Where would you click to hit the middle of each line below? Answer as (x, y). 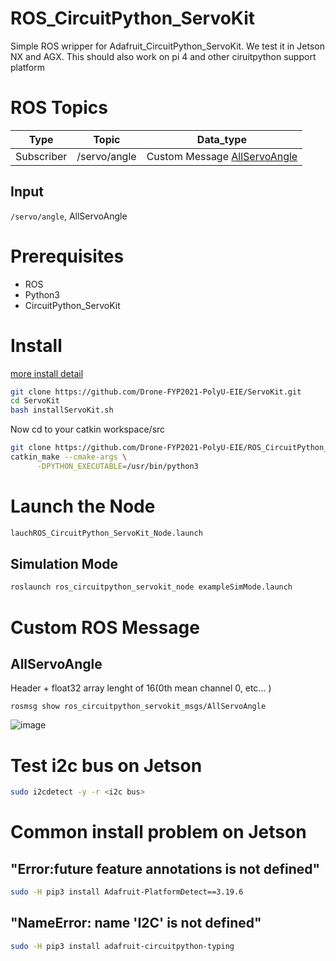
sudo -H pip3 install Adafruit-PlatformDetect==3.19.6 (127, 892)
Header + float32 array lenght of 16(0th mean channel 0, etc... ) (141, 688)
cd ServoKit (35, 401)
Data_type (221, 139)
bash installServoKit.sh (62, 410)
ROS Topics (59, 108)
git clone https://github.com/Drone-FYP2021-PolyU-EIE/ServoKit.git (156, 392)
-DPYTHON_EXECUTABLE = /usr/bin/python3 (117, 466)
